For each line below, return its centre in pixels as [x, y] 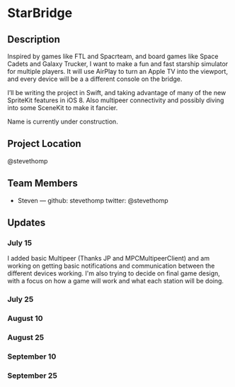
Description [34, 39]
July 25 [21, 300]
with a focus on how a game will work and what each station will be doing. [116, 281]
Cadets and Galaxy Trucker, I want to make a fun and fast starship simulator [118, 64]
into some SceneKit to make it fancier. [63, 108]
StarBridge [40, 13]
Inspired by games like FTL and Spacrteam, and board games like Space [113, 56]
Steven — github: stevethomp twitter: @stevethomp [93, 200]
